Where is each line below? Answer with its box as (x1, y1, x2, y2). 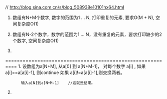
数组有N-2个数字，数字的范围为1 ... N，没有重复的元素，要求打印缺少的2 (12, 31, 162, 37)
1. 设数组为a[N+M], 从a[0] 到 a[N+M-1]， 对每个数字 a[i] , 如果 (18, 63, 146, 69)
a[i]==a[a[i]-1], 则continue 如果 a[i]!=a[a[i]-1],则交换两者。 (5, 69, 125, 75)
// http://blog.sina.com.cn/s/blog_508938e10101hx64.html (5, 4, 124, 10)
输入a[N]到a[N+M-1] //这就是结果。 (21, 80, 95, 85)
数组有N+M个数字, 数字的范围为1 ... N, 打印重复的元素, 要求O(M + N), (12, 14, 154, 20)
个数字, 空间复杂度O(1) (12, 37, 59, 43)
